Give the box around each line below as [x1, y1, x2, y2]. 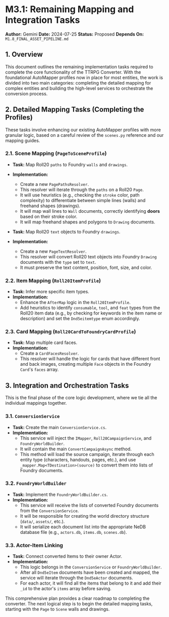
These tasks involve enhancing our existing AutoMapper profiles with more [5, 127, 161, 133]
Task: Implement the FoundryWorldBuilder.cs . [12, 491, 108, 497]
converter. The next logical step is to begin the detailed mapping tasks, [5, 601, 153, 607]
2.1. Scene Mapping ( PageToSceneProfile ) [5, 150, 107, 157]
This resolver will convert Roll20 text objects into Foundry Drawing [20, 253, 157, 259]
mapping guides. [5, 137, 40, 143]
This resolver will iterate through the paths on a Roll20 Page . [20, 186, 144, 192]
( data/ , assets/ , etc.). [20, 518, 65, 524]
